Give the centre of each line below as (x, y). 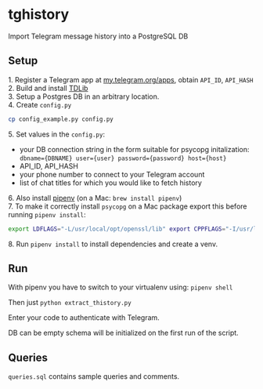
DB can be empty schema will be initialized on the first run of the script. (123, 333)
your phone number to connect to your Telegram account (112, 174)
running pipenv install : (47, 214)
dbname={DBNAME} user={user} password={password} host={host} (123, 158)
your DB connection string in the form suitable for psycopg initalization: (134, 149)
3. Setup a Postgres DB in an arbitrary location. (84, 96)
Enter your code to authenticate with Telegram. (84, 318)
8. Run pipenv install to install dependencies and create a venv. (113, 244)
